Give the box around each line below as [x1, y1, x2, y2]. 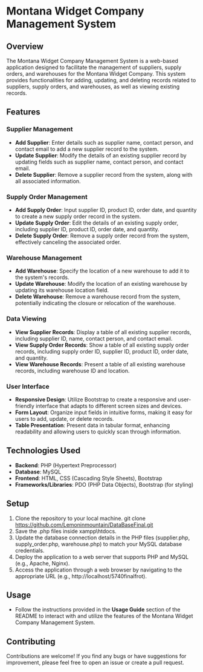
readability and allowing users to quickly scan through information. [14, 428, 181, 435]
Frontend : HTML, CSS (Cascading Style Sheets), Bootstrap [14, 474, 163, 482]
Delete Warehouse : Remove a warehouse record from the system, [14, 293, 181, 300]
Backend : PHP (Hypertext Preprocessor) [14, 461, 117, 469]
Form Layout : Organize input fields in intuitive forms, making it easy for [14, 409, 193, 416]
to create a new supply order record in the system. [14, 212, 141, 220]
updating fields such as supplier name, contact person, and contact [14, 158, 184, 165]
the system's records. [14, 274, 69, 281]
